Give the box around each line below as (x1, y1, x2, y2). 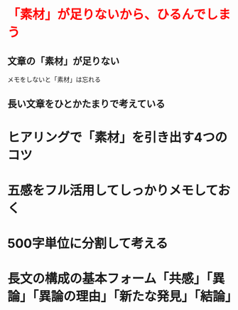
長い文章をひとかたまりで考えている (7, 98, 166, 110)
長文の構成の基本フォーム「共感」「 (7, 271, 213, 287)
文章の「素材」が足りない (7, 55, 119, 67)
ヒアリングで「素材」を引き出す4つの (7, 129, 227, 145)
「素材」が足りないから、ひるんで (7, 6, 206, 23)
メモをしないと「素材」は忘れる (7, 76, 101, 83)
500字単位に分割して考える (7, 235, 168, 252)
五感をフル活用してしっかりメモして (7, 182, 218, 198)
